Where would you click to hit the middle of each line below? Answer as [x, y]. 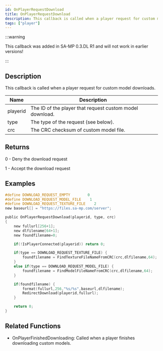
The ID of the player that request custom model [84, 108]
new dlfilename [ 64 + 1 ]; [37, 231]
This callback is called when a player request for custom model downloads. [80, 88]
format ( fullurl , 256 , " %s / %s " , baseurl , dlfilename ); [73, 289]
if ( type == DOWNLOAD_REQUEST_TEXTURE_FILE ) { [61, 253]
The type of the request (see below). [73, 122]
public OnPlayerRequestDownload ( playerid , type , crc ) [61, 217]
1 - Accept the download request [38, 168]
